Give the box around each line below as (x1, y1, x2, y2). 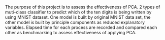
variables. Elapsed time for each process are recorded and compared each (5, 25, 157, 30)
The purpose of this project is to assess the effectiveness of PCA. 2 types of (5, 4, 160, 10)
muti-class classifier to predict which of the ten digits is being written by (5, 9, 152, 15)
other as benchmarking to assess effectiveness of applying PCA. (5, 30, 137, 35)
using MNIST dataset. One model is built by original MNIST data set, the (5, 14, 151, 20)
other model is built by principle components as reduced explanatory (5, 19, 145, 25)
